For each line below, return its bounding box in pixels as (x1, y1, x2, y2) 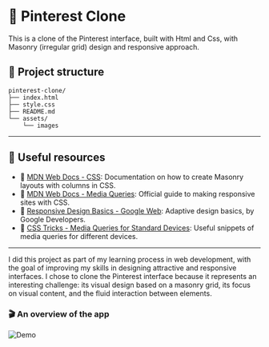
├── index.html (8, 94, 59, 102)
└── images (22, 122, 59, 130)
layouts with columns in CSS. (19, 180, 116, 190)
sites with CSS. (19, 197, 70, 207)
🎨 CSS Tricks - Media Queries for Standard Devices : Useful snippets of (19, 223, 255, 233)
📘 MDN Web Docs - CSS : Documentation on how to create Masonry (19, 172, 244, 181)
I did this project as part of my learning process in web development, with (8, 254, 251, 264)
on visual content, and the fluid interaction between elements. (8, 288, 212, 298)
